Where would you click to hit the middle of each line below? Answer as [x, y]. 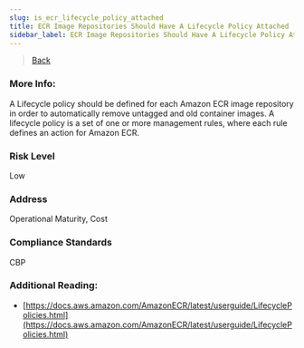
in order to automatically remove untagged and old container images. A [142, 113]
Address [28, 198]
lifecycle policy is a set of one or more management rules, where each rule [148, 122]
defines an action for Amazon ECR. [75, 132]
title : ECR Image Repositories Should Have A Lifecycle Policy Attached [149, 26]
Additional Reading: [54, 285]
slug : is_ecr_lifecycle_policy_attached [87, 18]
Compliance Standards [61, 243]
